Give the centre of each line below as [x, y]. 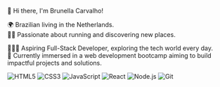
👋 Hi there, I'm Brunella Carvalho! [56, 11]
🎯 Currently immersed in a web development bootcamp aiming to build [110, 55]
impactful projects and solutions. [54, 63]
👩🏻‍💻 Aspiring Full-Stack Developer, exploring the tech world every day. [110, 48]
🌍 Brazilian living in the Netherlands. [61, 25]
